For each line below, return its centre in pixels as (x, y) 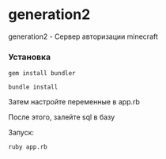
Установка (30, 57)
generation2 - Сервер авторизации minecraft (83, 36)
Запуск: (21, 133)
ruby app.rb (28, 147)
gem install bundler (42, 74)
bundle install (33, 87)
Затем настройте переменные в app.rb (74, 102)
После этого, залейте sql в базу (62, 117)
